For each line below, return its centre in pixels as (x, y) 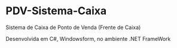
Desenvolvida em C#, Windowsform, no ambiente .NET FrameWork (88, 39)
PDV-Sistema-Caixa (56, 11)
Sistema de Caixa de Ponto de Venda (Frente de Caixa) (73, 27)
